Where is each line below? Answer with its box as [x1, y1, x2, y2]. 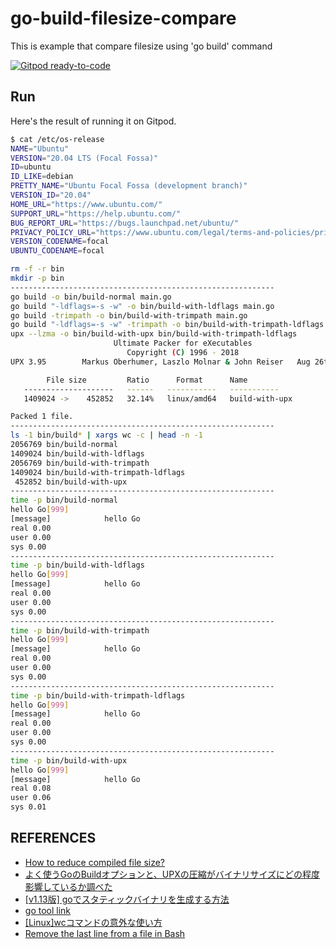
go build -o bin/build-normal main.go [10, 292, 172, 302]
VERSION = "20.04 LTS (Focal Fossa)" [10, 153, 159, 163]
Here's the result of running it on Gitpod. [10, 115, 177, 127]
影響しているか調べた [24, 880, 113, 892]
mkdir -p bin [10, 273, 65, 283]
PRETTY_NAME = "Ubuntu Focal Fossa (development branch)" [10, 181, 248, 191]
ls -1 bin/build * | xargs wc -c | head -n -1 [10, 430, 204, 441]
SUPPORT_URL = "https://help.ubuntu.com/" [10, 208, 182, 219]
